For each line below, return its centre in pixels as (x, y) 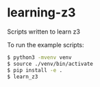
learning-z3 (41, 13)
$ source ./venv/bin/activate (50, 64)
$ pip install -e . (35, 70)
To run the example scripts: (46, 45)
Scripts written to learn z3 (44, 32)
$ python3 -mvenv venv (39, 57)
